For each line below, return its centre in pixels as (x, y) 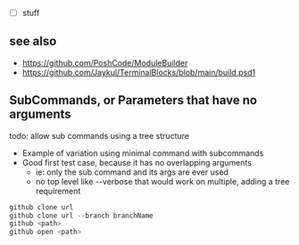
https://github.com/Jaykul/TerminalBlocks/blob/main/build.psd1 (139, 72)
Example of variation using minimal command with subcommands (143, 153)
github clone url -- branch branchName (81, 216)
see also (33, 41)
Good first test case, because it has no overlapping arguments (137, 162)
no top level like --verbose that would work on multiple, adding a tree (162, 181)
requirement (58, 191)
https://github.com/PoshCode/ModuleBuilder (105, 62)
